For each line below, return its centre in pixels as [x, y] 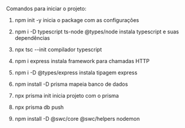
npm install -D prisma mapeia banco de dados [71, 84]
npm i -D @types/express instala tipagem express [76, 73]
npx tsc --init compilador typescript [58, 49]
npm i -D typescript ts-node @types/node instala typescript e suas [97, 32]
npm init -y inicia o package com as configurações [77, 20]
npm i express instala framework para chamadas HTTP [82, 61]
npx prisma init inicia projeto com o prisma [67, 96]
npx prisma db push [39, 107]
